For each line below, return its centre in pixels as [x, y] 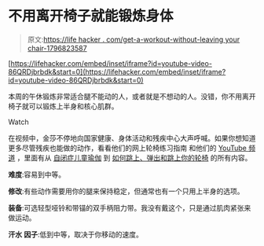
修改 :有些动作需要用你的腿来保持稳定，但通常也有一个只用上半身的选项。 [126, 191]
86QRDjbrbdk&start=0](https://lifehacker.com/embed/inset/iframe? [117, 72]
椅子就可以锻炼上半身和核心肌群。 [63, 106]
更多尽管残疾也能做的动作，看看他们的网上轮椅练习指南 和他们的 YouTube [128, 148]
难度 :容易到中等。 [37, 174]
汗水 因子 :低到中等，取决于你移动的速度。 [75, 234]
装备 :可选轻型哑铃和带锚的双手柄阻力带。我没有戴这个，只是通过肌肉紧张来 [130, 207]
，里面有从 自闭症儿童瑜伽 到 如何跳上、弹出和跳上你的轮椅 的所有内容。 [134, 157]
